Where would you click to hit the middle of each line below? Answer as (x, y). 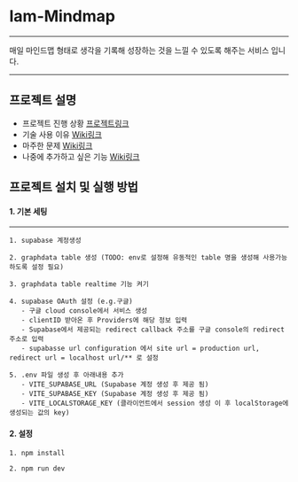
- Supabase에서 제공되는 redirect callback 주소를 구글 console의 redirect (153, 330)
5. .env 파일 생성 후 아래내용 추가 (67, 375)
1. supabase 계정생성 (45, 241)
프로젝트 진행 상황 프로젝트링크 (75, 123)
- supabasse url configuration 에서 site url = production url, (140, 349)
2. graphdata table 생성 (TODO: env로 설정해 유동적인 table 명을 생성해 (134, 258)
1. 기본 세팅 (28, 211)
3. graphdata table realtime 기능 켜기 (79, 284)
